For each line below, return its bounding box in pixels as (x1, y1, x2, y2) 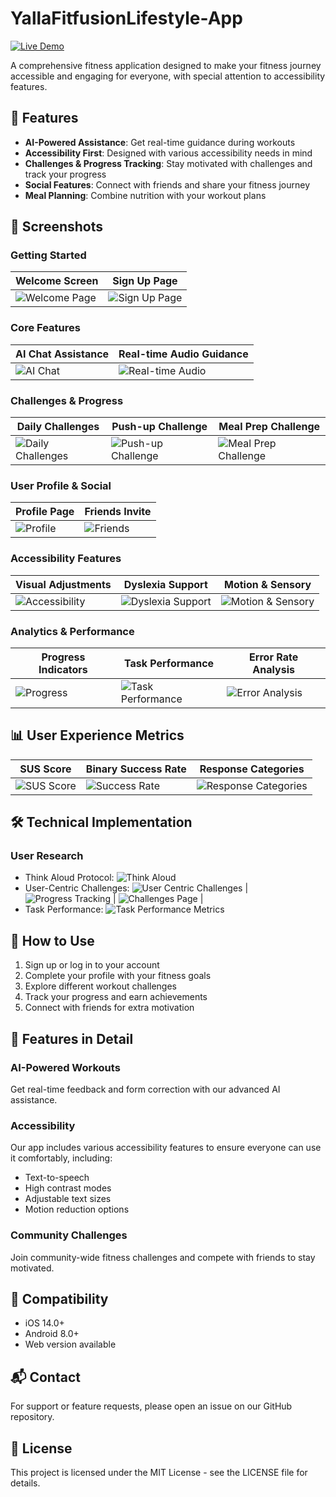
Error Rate (249, 650, 299, 664)
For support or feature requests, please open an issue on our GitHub (10, 1400, 293, 1412)
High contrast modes (24, 1182, 112, 1194)
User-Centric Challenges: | (24, 882, 249, 894)
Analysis (252, 662, 295, 676)
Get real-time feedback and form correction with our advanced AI (10, 1083, 281, 1095)
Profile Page (15, 505, 75, 519)
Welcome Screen (15, 274, 99, 288)
